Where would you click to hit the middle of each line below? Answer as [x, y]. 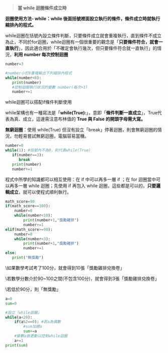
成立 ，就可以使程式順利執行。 [40, 192]
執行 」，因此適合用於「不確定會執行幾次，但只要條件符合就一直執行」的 [83, 48]
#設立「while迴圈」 [23, 312]
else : [11, 253]
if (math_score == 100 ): [28, 206]
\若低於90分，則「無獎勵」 [33, 289]
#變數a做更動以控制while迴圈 [41, 336]
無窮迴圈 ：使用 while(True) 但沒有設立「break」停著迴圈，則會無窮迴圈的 [81, 130]
